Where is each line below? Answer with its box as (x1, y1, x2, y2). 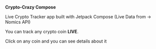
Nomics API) (5, 19, 31, 25)
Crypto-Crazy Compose (5, 4, 56, 10)
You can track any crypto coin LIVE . (5, 29, 78, 34)
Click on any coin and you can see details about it (5, 38, 107, 44)
